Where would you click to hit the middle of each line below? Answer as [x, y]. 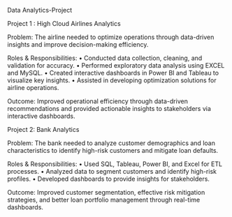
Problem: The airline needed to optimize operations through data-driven [111, 37]
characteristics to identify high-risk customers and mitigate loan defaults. [113, 150]
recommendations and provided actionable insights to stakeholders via [109, 108]
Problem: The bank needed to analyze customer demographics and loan [111, 143]
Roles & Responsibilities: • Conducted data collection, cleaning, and [105, 58]
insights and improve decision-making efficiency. [78, 44]
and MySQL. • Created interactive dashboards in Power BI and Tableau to [113, 73]
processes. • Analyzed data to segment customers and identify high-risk [112, 171]
